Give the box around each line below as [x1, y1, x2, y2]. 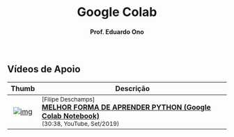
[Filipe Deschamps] [41, 95, 95, 104]
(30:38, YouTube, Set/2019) [41, 120, 120, 128]
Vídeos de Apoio [7, 63, 81, 75]
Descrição [115, 84, 150, 94]
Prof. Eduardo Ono [90, 27, 144, 35]
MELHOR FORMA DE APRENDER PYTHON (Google [41, 102, 211, 112]
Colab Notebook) [41, 111, 100, 121]
